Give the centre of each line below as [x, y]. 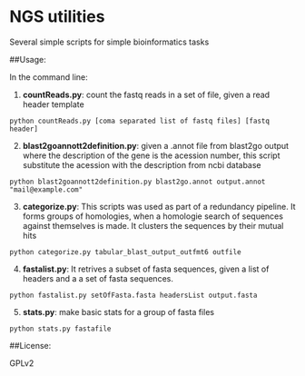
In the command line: [49, 77]
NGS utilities [57, 17]
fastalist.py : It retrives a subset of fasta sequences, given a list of [146, 269]
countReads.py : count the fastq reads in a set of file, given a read [146, 94]
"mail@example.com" [46, 189]
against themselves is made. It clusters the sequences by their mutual [153, 225]
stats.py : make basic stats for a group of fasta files [118, 312]
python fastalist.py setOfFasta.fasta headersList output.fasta [133, 295]
